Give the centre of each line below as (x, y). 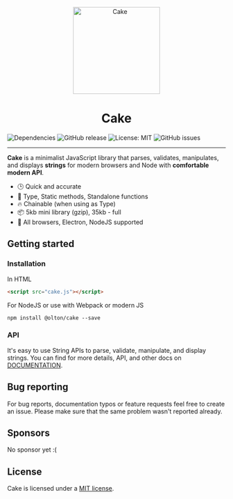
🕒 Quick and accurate (49, 186)
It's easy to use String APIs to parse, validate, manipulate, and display (107, 350)
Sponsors (28, 433)
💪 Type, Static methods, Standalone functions (83, 196)
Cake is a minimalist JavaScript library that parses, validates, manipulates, (113, 157)
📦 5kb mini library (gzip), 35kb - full (69, 212)
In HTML (19, 279)
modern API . (25, 172)
